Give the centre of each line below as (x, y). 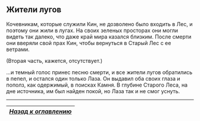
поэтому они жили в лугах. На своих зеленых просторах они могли (92, 30)
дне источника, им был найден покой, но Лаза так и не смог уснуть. (93, 91)
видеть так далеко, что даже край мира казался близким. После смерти (99, 36)
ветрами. (18, 49)
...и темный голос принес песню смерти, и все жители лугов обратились (99, 72)
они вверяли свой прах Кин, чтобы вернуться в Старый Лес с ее (89, 43)
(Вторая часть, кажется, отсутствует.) (54, 60)
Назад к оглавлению (40, 111)
